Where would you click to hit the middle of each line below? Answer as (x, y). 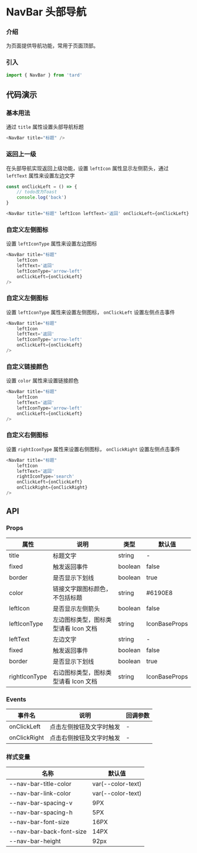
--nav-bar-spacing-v (41, 803)
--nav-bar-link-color (40, 794)
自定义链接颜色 (27, 367)
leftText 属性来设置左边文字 (40, 175)
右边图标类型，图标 (79, 672)
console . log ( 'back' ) (42, 197)
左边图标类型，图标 (79, 619)
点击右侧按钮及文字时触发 (85, 738)
